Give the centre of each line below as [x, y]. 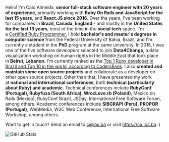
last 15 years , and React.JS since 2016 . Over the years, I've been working [82, 18]
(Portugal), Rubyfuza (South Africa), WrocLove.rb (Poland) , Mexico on [80, 93]
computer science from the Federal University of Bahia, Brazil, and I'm [79, 39]
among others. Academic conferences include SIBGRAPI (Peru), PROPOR [82, 104]
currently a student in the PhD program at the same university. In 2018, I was [85, 45]
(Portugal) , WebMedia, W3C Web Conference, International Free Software [82, 109]
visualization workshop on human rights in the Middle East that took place [82, 56]
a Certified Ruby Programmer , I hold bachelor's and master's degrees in [81, 34]
